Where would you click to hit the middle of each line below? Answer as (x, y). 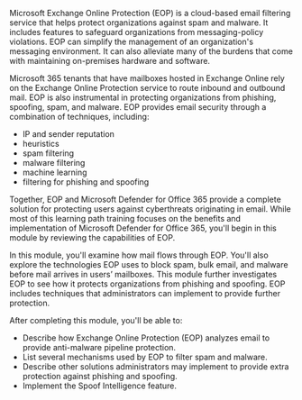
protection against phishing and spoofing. (100, 376)
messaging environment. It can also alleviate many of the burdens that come (151, 51)
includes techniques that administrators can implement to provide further (145, 293)
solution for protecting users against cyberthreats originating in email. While (150, 209)
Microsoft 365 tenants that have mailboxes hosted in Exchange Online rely (147, 78)
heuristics (41, 144)
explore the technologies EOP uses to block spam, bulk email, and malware (149, 264)
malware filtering (54, 163)
